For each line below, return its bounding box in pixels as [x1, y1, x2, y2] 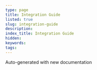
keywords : [5, 41, 27, 46]
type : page [5, 7, 29, 13]
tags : [5, 45, 17, 50]
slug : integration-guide [5, 21, 58, 27]
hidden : [5, 36, 22, 41]
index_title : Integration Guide [5, 31, 74, 36]
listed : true [5, 17, 33, 22]
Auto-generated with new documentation [5, 59, 92, 65]
